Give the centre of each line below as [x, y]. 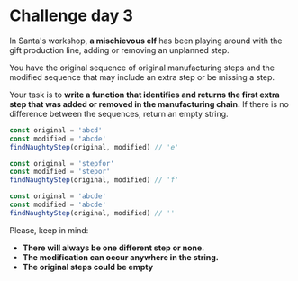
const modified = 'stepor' [60, 172]
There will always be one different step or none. [113, 248]
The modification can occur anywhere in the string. [120, 257]
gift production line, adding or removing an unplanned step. [119, 50]
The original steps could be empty [88, 267]
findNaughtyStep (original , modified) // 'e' [94, 147]
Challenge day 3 [71, 16]
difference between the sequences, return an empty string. [119, 113]
